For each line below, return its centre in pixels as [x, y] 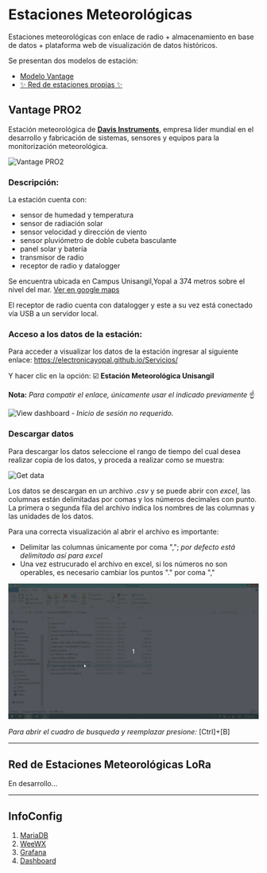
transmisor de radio [52, 257]
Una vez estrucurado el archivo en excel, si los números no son [124, 564]
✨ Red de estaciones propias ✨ [71, 84]
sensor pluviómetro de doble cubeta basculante [98, 241]
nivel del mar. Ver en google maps [64, 290]
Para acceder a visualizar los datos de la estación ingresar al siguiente [123, 351]
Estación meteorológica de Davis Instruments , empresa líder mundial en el [131, 129]
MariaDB [34, 835]
